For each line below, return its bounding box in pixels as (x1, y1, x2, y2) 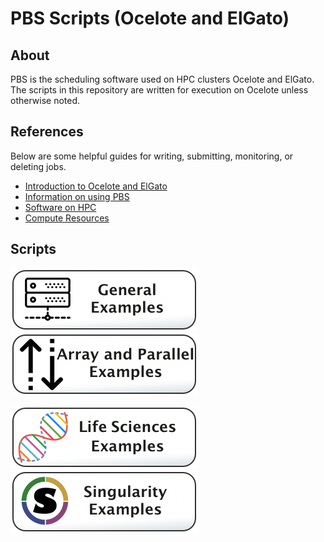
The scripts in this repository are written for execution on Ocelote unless (10, 84, 309, 96)
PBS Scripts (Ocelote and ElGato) (10, 7, 290, 30)
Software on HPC (24, 201, 97, 213)
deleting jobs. (10, 160, 67, 172)
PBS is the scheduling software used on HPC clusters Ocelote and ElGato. (10, 73, 315, 85)
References (10, 123, 84, 141)
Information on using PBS (24, 190, 130, 202)
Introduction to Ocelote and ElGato (24, 180, 168, 192)
